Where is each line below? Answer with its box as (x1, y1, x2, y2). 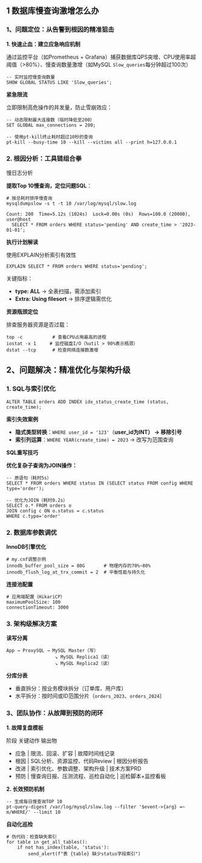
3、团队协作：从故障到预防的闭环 (6, 709, 103, 718)
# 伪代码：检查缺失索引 (6, 833, 57, 840)
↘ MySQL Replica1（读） (54, 654, 112, 660)
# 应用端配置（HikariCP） (6, 594, 65, 600)
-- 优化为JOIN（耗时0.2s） (6, 497, 68, 503)
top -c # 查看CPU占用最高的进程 (6, 334, 107, 340)
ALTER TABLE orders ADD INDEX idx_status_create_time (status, (6, 398, 169, 405)
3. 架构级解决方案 (6, 620, 57, 628)
